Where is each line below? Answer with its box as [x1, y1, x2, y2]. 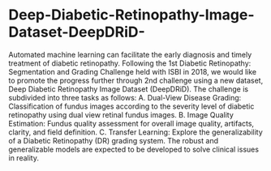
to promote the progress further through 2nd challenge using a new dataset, [8, 75, 264, 85]
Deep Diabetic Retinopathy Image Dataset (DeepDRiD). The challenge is [8, 83, 249, 94]
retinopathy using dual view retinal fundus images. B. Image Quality [8, 109, 234, 119]
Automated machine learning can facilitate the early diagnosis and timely [8, 49, 252, 59]
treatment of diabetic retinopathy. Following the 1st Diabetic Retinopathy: [8, 58, 252, 68]
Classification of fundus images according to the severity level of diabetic [8, 101, 255, 111]
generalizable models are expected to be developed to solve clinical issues [8, 144, 260, 154]
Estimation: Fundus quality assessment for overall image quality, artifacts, [8, 118, 254, 128]
